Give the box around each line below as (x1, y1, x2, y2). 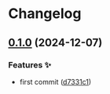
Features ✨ (8, 60, 52, 70)
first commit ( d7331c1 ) (19, 77, 92, 86)
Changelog (8, 5, 82, 23)
